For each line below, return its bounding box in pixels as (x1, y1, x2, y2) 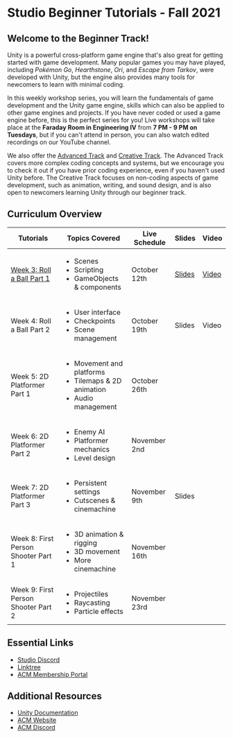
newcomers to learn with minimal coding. (7, 80, 125, 88)
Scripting (74, 265, 104, 275)
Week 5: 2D (10, 371, 49, 381)
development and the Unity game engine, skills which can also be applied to (7, 101, 225, 109)
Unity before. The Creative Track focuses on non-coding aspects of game (7, 173, 218, 182)
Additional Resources (7, 690, 102, 702)
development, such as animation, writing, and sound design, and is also (7, 181, 212, 189)
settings (74, 487, 101, 497)
